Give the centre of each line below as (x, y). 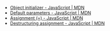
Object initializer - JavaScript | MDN (47, 8)
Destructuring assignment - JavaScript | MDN (57, 23)
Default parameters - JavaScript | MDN (50, 13)
